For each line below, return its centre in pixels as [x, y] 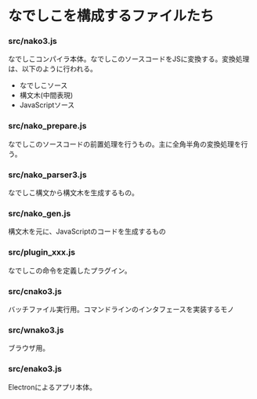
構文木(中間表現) [46, 96]
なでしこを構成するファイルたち [111, 16]
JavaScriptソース [47, 105]
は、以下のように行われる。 [53, 69]
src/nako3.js [33, 42]
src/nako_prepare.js [47, 126]
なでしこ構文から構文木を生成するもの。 [73, 193]
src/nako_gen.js [40, 214]
